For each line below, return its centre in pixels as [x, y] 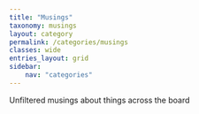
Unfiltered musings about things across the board [99, 100]
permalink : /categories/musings [69, 42]
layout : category [41, 34]
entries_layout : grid [49, 58]
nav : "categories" [59, 75]
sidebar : [25, 67]
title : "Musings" [41, 17]
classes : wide [35, 50]
